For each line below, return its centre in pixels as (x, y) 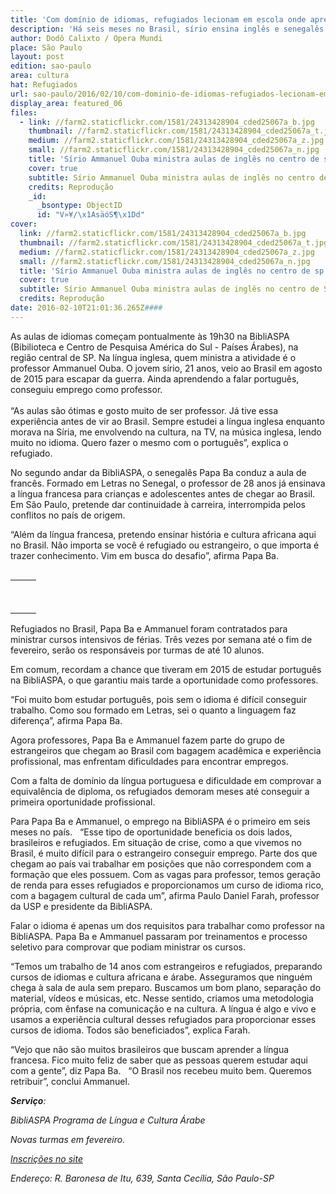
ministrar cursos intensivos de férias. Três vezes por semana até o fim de (161, 639)
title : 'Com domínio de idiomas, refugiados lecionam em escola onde (158, 19)
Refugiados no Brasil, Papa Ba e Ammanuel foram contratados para (149, 628)
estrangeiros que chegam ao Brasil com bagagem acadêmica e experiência (166, 750)
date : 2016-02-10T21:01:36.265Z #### (86, 308)
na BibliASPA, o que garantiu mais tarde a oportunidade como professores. (164, 680)
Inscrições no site (46, 1158)
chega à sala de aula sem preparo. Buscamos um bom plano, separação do (166, 987)
